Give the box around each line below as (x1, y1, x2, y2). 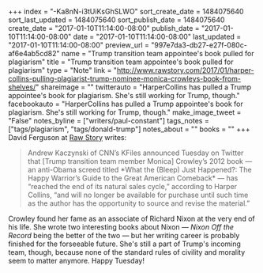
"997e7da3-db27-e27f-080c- (151, 40, 247, 50)
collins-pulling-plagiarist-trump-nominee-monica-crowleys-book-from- (8, 74, 241, 83)
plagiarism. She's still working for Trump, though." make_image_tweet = (8, 108, 242, 117)
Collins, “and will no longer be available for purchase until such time (27, 190, 249, 199)
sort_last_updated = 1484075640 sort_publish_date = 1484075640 (8, 15, 225, 25)
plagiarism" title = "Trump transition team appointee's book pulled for (8, 57, 234, 66)
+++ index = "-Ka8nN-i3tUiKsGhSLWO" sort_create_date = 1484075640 (8, 7, 244, 16)
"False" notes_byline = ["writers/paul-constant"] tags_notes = (8, 116, 209, 125)
